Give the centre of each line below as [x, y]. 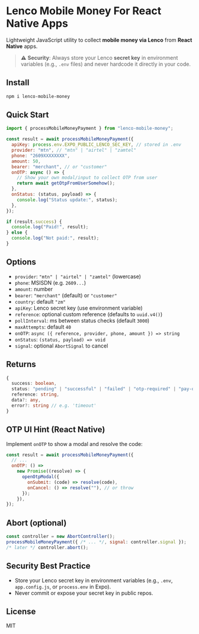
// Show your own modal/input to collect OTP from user [87, 178]
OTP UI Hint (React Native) [56, 430]
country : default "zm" [40, 301]
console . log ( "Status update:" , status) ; [67, 200]
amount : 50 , [26, 161]
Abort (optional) [36, 523]
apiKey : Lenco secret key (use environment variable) [79, 308]
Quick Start [28, 115]
